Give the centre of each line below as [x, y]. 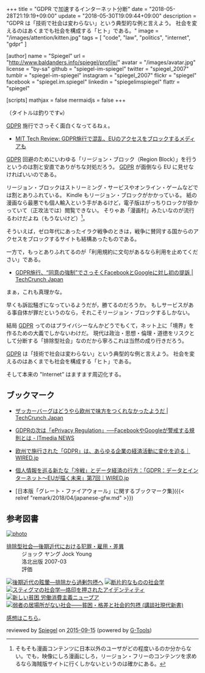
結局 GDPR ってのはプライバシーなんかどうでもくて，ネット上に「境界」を [100, 325]
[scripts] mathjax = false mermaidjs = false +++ [66, 100]
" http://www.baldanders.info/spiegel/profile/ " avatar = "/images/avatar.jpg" [101, 62]
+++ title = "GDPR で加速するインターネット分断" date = [77, 9]
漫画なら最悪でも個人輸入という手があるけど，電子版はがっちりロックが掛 [100, 203]
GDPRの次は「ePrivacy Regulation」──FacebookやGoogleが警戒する [102, 430]
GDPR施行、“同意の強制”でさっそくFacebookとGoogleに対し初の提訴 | [104, 272]
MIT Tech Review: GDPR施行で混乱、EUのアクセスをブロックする [97, 139]
